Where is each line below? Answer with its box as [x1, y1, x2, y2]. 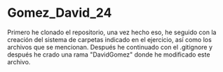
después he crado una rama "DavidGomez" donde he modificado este [7, 50, 210, 59]
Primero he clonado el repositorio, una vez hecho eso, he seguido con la [7, 28, 217, 36]
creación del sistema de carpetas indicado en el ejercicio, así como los [7, 35, 212, 43]
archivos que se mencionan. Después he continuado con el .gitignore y [7, 43, 212, 51]
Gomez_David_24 [7, 5, 112, 21]
